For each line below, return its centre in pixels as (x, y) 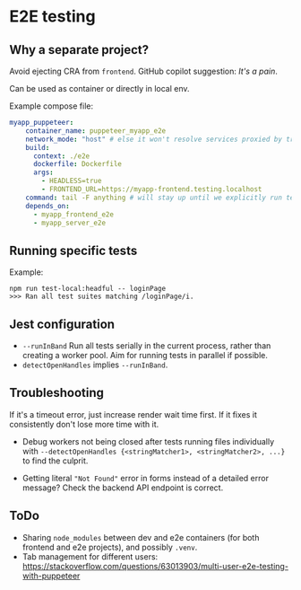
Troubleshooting (57, 393)
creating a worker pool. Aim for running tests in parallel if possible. (145, 355)
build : (38, 147)
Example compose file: (52, 106)
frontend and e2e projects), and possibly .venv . (110, 547)
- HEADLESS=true (72, 181)
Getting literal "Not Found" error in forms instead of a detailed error (145, 478)
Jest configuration (62, 324)
